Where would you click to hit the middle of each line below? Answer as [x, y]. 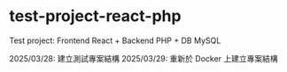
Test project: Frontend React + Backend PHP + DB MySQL [115, 40]
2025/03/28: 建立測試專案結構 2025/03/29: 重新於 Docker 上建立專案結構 [144, 58]
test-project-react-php [95, 16]
